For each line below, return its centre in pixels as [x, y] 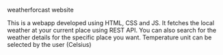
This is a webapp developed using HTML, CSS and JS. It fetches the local [111, 23]
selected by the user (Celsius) [49, 44]
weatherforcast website [40, 10]
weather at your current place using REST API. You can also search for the [112, 30]
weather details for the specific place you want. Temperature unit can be [109, 37]
